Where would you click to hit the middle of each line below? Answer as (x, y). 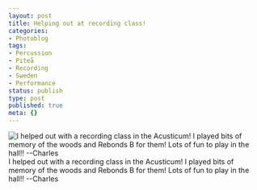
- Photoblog (28, 38)
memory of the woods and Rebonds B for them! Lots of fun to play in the (129, 170)
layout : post (30, 16)
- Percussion (30, 53)
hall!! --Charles (34, 179)
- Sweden (23, 76)
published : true (36, 105)
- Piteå (21, 61)
